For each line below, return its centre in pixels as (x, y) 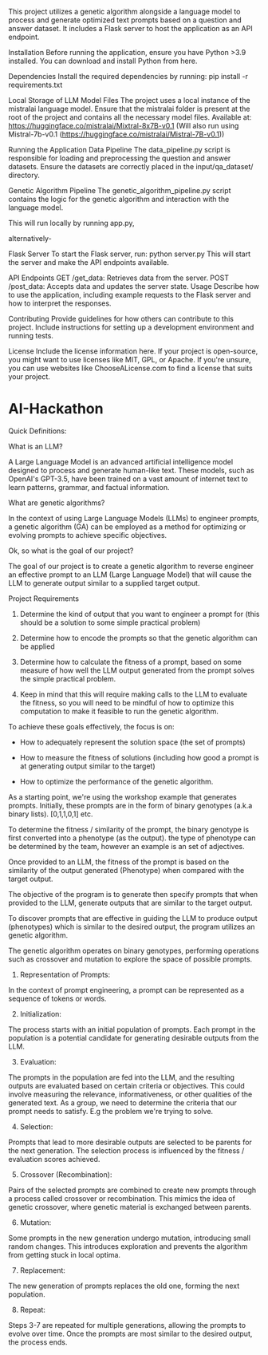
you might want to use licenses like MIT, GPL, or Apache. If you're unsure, (130, 359)
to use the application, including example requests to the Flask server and (130, 295)
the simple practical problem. (68, 678)
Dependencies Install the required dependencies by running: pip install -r (128, 76)
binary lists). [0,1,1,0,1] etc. (51, 814)
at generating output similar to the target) (87, 766)
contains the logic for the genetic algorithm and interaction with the (119, 199)
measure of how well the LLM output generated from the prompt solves (137, 670)
